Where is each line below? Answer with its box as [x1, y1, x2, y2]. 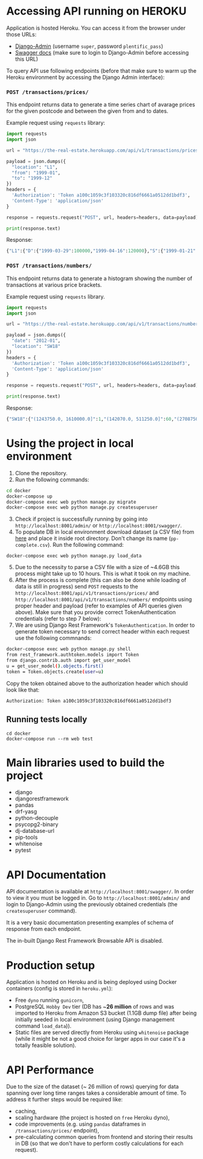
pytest [14, 847, 31, 854]
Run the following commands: [14, 476, 89, 483]
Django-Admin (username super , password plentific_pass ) [14, 42, 163, 50]
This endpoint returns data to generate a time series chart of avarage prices [6, 101, 195, 109]
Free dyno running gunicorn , [14, 997, 85, 1004]
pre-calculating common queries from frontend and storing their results [14, 1134, 193, 1141]
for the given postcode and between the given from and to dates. [6, 107, 169, 115]
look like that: [6, 686, 40, 693]
